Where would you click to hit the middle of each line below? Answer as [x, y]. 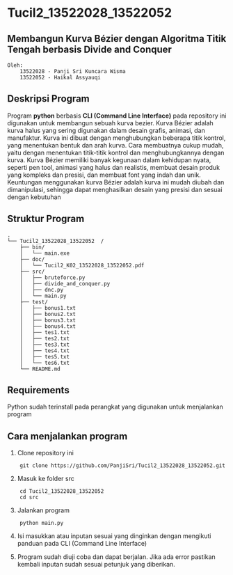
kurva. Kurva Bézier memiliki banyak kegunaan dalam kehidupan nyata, [109, 160]
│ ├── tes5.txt [45, 356]
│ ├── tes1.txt [45, 332]
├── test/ [34, 302]
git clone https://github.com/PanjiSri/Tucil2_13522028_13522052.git [123, 466]
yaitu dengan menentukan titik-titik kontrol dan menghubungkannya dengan [116, 152]
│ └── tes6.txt [45, 363]
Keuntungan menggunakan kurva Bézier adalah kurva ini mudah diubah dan [116, 182]
